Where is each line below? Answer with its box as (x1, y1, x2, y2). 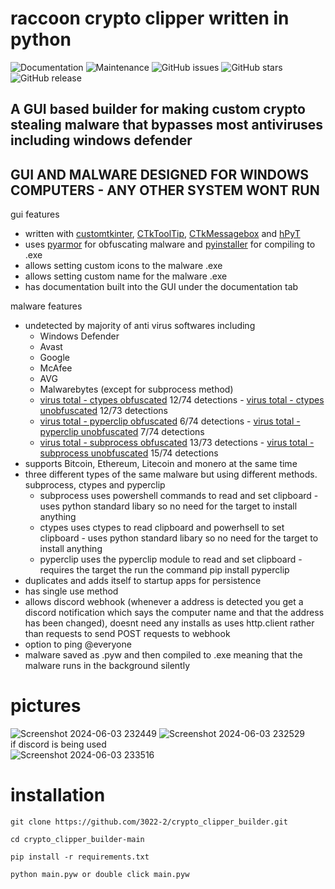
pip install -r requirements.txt (10, 852, 150, 862)
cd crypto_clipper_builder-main (10, 835, 145, 845)
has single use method (24, 585, 119, 597)
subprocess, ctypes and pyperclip (24, 479, 166, 491)
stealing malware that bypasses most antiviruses (10, 117, 324, 134)
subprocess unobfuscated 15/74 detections (39, 447, 219, 459)
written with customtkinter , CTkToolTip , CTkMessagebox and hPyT (24, 228, 301, 240)
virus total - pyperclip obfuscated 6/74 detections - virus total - (39, 415, 301, 427)
